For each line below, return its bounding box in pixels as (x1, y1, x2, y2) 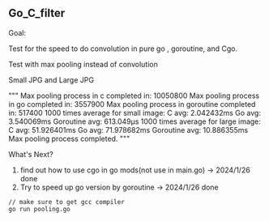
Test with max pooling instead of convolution (8, 59, 158, 69)
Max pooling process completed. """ (8, 134, 130, 143)
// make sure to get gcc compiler (8, 198, 126, 206)
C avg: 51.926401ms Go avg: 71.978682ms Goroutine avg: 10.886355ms (8, 125, 249, 134)
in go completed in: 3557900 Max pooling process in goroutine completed (8, 99, 256, 108)
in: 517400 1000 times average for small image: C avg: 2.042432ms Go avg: (8, 108, 262, 117)
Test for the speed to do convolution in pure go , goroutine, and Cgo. (8, 44, 237, 53)
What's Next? (8, 149, 54, 159)
